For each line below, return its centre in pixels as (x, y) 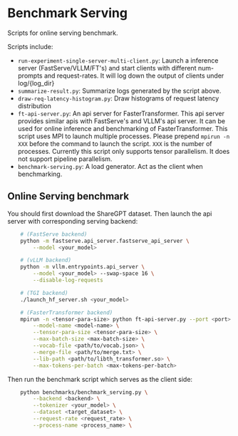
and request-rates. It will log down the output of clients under (134, 76)
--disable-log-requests (68, 280)
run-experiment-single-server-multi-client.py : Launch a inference (118, 60)
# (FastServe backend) (54, 234)
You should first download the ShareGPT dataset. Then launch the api (110, 213)
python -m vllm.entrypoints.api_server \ (82, 267)
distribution (35, 105)
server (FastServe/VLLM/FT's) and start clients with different (107, 68)
